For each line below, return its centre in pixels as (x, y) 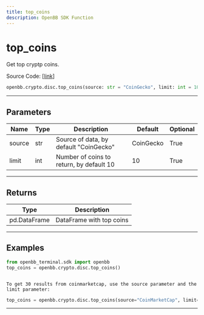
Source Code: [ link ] (31, 76)
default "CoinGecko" (85, 147)
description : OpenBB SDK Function (50, 18)
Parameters (29, 112)
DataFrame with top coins (92, 220)
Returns (22, 192)
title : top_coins (28, 12)
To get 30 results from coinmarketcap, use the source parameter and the (102, 284)
